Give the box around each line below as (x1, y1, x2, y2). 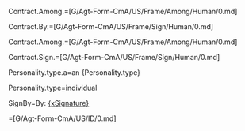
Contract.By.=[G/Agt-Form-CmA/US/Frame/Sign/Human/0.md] (8, 22, 214, 31)
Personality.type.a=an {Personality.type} (8, 68, 141, 77)
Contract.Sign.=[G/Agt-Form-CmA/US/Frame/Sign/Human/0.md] (8, 53, 220, 62)
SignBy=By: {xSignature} (8, 99, 90, 107)
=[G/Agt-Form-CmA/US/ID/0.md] (8, 114, 117, 123)
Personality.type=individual (8, 83, 98, 92)
